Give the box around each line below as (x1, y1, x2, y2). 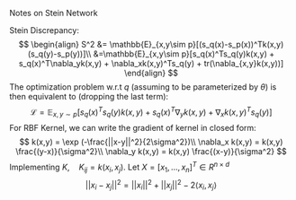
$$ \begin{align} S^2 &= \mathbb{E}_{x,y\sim (18, 39, 186, 49)
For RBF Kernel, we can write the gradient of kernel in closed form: (9, 123, 256, 134)
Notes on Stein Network (9, 8, 98, 18)
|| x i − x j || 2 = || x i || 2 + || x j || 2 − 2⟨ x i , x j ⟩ (85, 178, 218, 192)
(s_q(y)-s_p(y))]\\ (27, 48, 92, 59)
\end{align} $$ (124, 67, 178, 78)
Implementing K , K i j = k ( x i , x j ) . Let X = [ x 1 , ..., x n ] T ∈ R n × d (9, 161, 230, 174)
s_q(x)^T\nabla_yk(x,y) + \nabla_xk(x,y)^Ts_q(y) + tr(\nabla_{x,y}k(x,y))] (18, 58, 284, 68)
